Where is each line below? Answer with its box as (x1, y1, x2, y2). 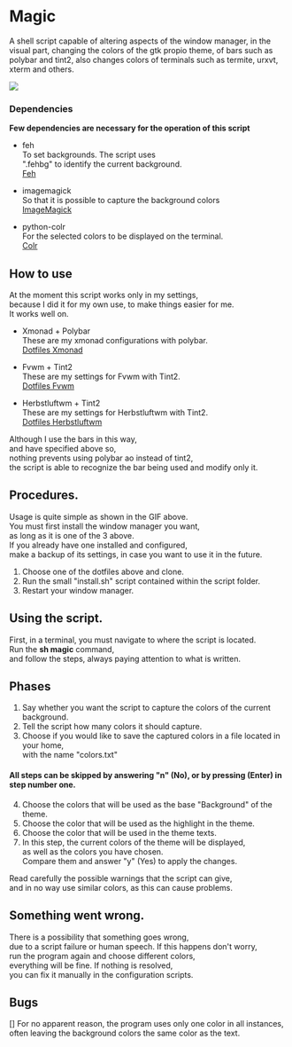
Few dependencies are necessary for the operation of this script (9, 122, 250, 134)
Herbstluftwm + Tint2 (21, 398, 101, 409)
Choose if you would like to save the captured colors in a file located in (21, 730, 280, 742)
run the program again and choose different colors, (9, 950, 196, 961)
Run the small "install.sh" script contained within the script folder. (21, 575, 261, 586)
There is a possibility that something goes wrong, (9, 932, 189, 942)
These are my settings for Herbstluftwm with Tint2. (21, 407, 209, 418)
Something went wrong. (9, 908, 145, 924)
